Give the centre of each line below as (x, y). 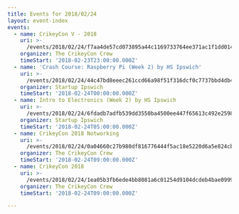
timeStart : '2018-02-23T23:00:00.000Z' (79, 61)
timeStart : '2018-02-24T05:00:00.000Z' (79, 127)
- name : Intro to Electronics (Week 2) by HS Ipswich (95, 101)
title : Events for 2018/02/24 (52, 14)
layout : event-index (38, 21)
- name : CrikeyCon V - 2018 (55, 34)
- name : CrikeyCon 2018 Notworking (67, 133)
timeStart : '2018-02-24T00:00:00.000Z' (79, 93)
